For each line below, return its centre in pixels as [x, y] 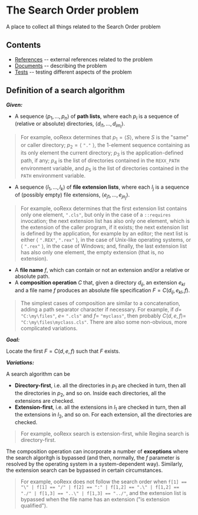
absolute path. [32, 276]
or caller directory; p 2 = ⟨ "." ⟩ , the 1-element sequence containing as [105, 146]
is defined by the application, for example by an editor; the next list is [104, 234]
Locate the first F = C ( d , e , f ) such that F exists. [63, 351]
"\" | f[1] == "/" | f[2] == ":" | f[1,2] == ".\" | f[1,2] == [100, 487]
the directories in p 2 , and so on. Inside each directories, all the [90, 394]
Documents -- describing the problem [61, 65]
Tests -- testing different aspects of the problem [73, 72]
